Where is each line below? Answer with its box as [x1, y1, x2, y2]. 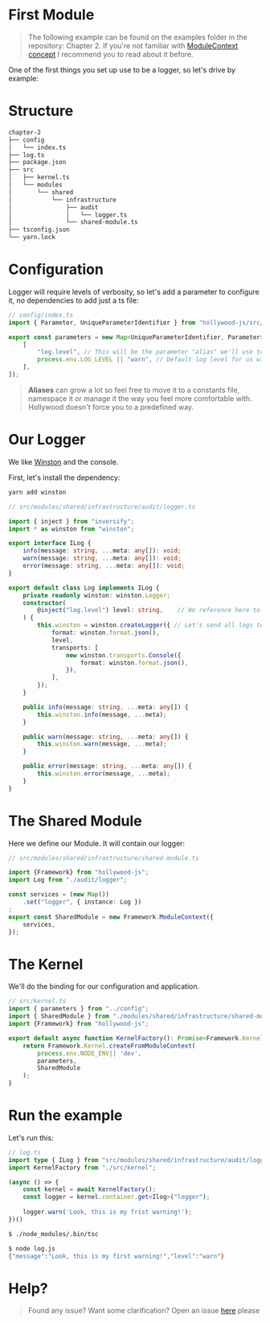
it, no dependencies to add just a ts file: [8, 296, 139, 305]
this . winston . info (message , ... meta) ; [37, 710, 167, 718]
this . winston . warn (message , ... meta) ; [37, 740, 167, 748]
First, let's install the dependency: [8, 473, 121, 482]
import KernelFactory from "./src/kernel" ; [8, 1164, 157, 1172]
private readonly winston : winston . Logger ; [22, 591, 171, 599]
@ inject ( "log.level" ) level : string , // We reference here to [37, 606, 261, 614]
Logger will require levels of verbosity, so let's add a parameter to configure [8, 287, 260, 296]
